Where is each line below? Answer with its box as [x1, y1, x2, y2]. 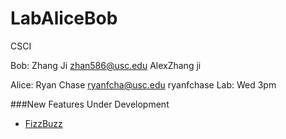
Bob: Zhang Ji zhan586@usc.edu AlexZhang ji [10, 59, 202, 71]
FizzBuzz [24, 117, 63, 129]
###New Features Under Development [10, 98, 170, 110]
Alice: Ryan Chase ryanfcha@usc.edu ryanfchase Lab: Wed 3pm [10, 78, 277, 91]
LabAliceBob [10, 7, 118, 30]
